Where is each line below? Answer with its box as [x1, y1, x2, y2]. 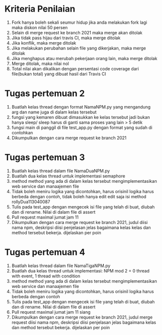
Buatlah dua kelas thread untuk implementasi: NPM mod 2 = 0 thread [11, 268, 150, 273]
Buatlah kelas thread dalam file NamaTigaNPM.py [11, 263, 111, 269]
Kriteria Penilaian [4, 3, 76, 15]
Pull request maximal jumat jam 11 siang [11, 309, 91, 315]
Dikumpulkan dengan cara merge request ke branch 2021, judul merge [11, 314, 153, 320]
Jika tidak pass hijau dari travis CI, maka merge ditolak [11, 35, 121, 41]
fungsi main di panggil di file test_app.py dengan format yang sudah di [11, 125, 152, 130]
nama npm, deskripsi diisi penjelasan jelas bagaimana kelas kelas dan [11, 224, 151, 230]
